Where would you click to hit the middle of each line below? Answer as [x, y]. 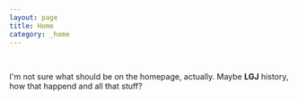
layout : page [34, 17]
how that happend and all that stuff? [76, 87]
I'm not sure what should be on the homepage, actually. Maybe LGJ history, [149, 77]
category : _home [39, 34]
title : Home [31, 26]
